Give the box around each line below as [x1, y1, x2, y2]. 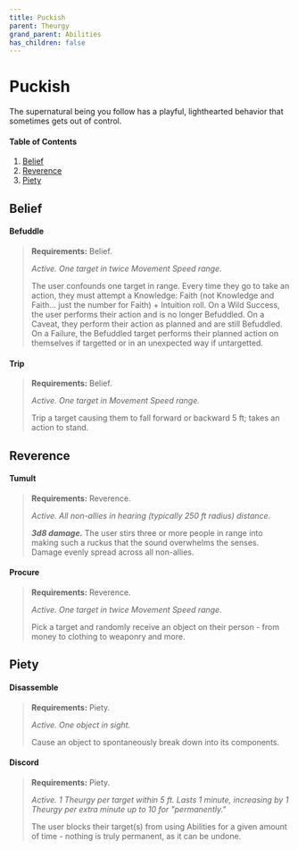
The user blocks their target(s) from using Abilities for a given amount [30, 820, 287, 832]
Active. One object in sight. [30, 719, 131, 730]
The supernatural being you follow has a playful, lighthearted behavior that [9, 106, 284, 117]
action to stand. [30, 422, 89, 433]
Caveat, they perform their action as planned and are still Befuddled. [30, 319, 283, 329]
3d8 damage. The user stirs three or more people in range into [30, 527, 263, 538]
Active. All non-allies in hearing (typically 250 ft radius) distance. [30, 510, 271, 521]
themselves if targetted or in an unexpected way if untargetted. [30, 337, 263, 348]
